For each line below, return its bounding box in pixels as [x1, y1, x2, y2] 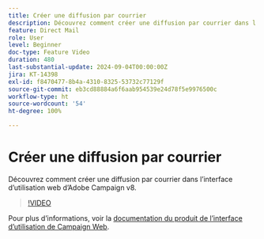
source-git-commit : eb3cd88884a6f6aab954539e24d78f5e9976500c [8, 85, 217, 93]
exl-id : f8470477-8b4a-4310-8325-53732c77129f [8, 78, 164, 85]
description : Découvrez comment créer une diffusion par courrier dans [8, 19, 249, 27]
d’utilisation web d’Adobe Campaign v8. [8, 183, 137, 192]
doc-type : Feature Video [8, 48, 90, 56]
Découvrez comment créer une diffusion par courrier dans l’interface [8, 174, 233, 184]
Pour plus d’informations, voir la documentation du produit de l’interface [8, 213, 243, 222]
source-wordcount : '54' [8, 100, 87, 108]
